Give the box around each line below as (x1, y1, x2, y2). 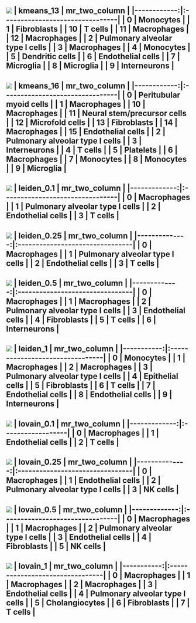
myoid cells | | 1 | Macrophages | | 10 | (6, 99, 146, 109)
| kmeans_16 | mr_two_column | (13, 80, 130, 91)
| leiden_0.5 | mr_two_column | (13, 278, 128, 288)
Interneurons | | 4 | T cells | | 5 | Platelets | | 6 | (6, 145, 178, 155)
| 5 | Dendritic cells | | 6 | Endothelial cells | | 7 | (6, 52, 180, 62)
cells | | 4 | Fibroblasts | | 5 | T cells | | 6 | (6, 314, 157, 324)
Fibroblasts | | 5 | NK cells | (6, 541, 106, 551)
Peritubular (138, 90, 180, 100)
